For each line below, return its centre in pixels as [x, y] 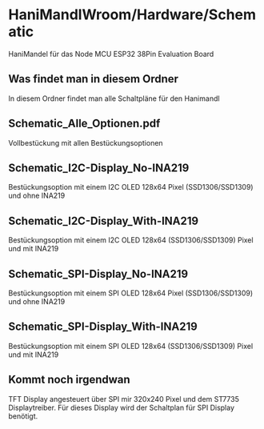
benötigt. [23, 416]
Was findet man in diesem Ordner [93, 79]
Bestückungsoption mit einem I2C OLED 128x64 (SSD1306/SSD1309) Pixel [131, 240]
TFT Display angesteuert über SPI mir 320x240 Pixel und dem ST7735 [124, 399]
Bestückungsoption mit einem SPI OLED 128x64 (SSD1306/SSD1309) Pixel [131, 346]
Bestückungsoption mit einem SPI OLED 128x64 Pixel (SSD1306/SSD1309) [131, 293]
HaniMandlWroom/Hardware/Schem [132, 15]
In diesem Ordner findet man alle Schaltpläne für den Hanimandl [114, 98]
